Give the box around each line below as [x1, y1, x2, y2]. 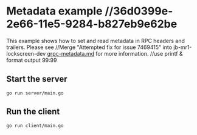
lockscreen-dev [6, 50, 46, 57]
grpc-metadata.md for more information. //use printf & [47, 50, 184, 57]
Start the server [6, 74, 68, 84]
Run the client [6, 107, 60, 117]
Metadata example [6, 4, 103, 18]
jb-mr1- [173, 44, 192, 51]
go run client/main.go [6, 122, 64, 128]
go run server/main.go [6, 90, 64, 96]
